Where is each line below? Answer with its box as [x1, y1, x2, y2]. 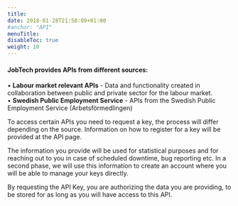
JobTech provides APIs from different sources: [7, 65, 148, 74]
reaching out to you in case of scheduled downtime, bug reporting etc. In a [7, 154, 227, 163]
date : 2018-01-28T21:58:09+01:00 [7, 17, 107, 24]
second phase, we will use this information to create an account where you [7, 161, 227, 170]
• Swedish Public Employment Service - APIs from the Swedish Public [7, 97, 216, 105]
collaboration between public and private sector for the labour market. [7, 89, 213, 97]
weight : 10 [7, 43, 40, 50]
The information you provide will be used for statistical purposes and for [7, 146, 219, 155]
